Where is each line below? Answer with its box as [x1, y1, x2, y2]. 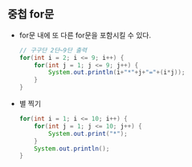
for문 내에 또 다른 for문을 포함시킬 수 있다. [18, 30, 152, 40]
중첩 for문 [7, 7, 55, 22]
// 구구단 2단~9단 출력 [18, 46, 88, 54]
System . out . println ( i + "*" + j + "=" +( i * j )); [48, 69, 186, 77]
